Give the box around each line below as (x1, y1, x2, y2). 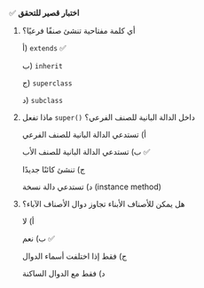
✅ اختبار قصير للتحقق (9, 8, 80, 18)
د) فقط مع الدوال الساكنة (21, 268, 106, 278)
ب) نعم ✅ (21, 233, 55, 244)
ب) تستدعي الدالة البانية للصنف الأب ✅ (21, 147, 151, 156)
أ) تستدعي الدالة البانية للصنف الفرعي (21, 129, 146, 140)
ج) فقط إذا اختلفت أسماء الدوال (21, 251, 127, 261)
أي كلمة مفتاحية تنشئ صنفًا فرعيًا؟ (21, 26, 136, 36)
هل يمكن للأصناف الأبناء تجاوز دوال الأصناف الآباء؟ (21, 199, 185, 209)
